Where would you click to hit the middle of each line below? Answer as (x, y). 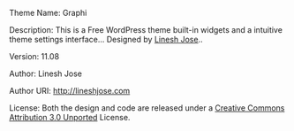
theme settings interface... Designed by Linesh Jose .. (106, 39)
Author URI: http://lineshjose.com (70, 91)
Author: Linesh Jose (45, 73)
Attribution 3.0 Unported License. (70, 117)
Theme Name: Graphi (48, 13)
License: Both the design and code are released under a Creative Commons (147, 108)
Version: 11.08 (34, 56)
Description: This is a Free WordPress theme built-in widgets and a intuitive (146, 30)
